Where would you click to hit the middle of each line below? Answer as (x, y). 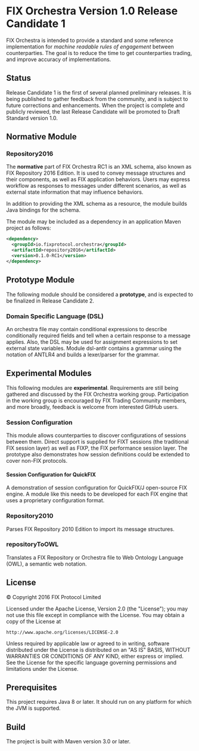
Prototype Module (41, 280)
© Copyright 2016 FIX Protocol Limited (54, 597)
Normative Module (41, 137)
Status (19, 78)
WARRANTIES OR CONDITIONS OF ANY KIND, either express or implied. (95, 656)
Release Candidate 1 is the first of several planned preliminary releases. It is (99, 92)
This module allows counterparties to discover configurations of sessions (96, 435)
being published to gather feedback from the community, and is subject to (97, 99)
